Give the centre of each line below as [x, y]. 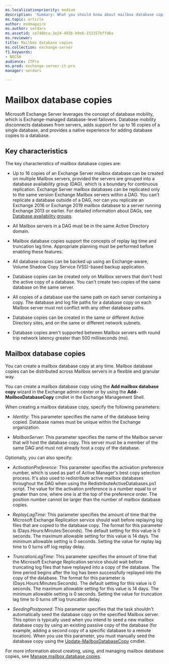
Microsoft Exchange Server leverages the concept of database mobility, [80, 114]
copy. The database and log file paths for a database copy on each [82, 302]
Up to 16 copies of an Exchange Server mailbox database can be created [88, 173]
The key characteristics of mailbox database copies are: [63, 163]
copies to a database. [28, 135]
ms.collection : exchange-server [39, 47]
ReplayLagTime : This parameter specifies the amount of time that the [84, 514]
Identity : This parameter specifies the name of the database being [81, 417]
